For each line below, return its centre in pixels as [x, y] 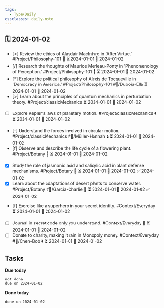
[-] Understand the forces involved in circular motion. [66, 131]
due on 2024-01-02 [24, 284]
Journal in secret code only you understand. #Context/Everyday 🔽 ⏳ [81, 223]
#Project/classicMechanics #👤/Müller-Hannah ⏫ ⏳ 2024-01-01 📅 [77, 136]
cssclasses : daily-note [29, 19]
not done [14, 280]
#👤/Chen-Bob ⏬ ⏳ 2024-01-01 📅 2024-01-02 [57, 241]
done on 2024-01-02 [25, 302]
